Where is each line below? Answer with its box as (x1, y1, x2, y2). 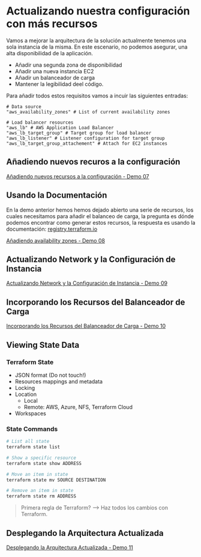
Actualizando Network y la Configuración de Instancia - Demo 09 (6, 279, 168, 287)
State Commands (6, 425, 58, 433)
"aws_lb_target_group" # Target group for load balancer (6, 130, 152, 136)
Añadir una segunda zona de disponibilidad (14, 61, 122, 68)
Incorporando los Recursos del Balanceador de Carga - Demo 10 (6, 323, 166, 330)
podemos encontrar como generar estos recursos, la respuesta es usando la (6, 219, 196, 226)
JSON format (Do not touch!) (14, 371, 86, 379)
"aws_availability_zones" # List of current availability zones (6, 109, 170, 115)
